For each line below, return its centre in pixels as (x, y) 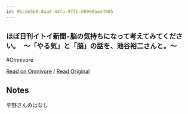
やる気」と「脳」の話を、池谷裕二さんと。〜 (107, 46)
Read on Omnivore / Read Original (48, 71)
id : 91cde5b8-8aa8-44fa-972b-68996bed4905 (60, 12)
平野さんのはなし (27, 105)
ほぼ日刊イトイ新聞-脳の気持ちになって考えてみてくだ (91, 37)
